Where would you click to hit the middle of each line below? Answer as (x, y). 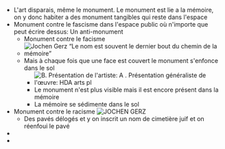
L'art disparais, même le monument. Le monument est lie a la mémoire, (114, 10)
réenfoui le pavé (47, 126)
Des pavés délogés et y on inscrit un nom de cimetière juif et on (114, 119)
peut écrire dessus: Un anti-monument (68, 31)
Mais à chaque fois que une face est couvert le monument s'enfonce (121, 60)
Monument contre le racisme (54, 111)
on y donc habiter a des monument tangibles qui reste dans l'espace (110, 17)
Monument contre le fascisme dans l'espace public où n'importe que (111, 24)
